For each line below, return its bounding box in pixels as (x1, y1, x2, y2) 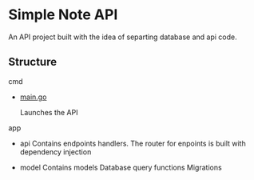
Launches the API (19, 107, 78, 117)
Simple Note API (8, 6, 118, 24)
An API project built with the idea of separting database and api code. (8, 32, 237, 42)
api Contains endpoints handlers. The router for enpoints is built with (19, 138, 246, 148)
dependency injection (19, 146, 92, 157)
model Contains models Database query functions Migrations (19, 162, 222, 172)
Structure (8, 55, 58, 69)
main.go (19, 92, 47, 102)
